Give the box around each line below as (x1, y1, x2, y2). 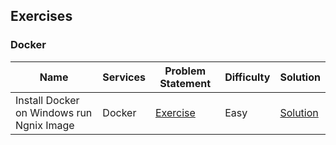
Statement (159, 76, 212, 90)
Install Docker (15, 93, 80, 107)
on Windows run (15, 105, 93, 119)
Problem (164, 64, 207, 78)
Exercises (10, 8, 73, 25)
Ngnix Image (15, 118, 75, 132)
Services (102, 70, 146, 84)
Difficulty (224, 70, 271, 84)
